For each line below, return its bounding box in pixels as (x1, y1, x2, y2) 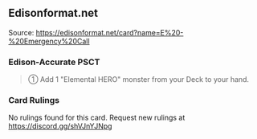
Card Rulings (8, 95, 60, 106)
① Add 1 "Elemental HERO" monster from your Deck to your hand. (27, 75, 250, 84)
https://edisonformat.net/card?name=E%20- (35, 27, 184, 37)
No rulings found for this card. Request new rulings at (8, 112, 186, 123)
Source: (8, 27, 35, 37)
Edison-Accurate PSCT (8, 56, 100, 67)
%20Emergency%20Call (8, 36, 90, 46)
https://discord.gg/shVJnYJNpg (8, 121, 112, 131)
